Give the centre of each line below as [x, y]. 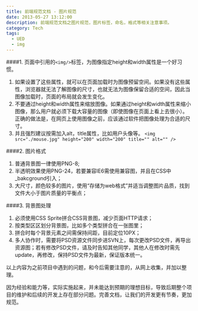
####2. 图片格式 [26, 151]
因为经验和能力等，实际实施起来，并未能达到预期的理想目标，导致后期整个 [96, 287]
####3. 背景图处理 [29, 205]
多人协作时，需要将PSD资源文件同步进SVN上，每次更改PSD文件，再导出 [103, 240]
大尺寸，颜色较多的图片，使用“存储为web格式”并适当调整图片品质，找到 [102, 186]
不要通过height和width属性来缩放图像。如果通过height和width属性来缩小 [103, 104]
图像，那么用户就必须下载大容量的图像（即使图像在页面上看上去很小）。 [101, 111]
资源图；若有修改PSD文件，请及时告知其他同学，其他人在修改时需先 [97, 247]
